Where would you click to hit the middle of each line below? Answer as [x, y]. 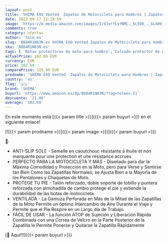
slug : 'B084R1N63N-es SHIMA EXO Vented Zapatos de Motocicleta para [78, 42]
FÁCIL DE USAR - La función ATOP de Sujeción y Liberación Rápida [82, 215]
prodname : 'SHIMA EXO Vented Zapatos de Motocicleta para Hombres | [79, 75]
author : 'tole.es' [24, 38]
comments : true [21, 28]
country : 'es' [20, 79]
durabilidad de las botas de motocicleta [53, 194]
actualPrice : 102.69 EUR [31, 56]
